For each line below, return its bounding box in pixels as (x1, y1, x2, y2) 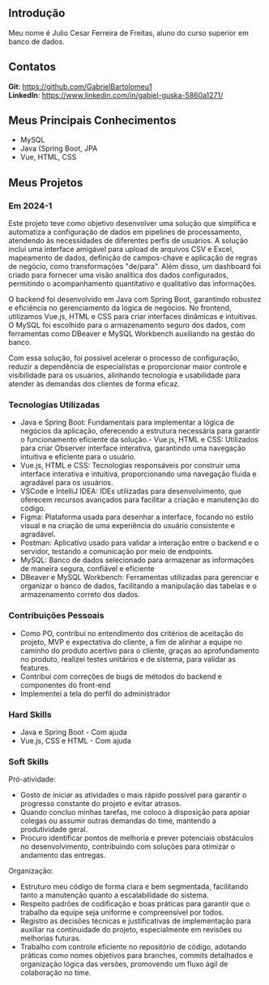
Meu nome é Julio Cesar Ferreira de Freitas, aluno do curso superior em (8, 28, 249, 37)
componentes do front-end (19, 680, 111, 689)
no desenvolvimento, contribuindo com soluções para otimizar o (19, 842, 236, 851)
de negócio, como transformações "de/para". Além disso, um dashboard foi (8, 262, 262, 271)
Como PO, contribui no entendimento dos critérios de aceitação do (19, 628, 244, 638)
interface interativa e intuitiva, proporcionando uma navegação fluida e (19, 469, 257, 479)
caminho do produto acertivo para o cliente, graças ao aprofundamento (19, 646, 259, 655)
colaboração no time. (19, 968, 92, 978)
